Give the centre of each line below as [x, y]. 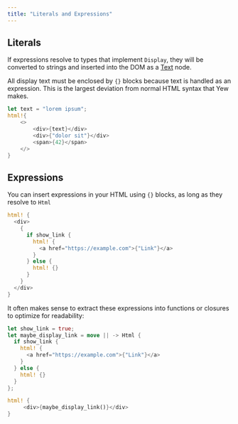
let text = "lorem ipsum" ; [47, 109]
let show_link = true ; [41, 328]
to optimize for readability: [46, 315]
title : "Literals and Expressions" [60, 14]
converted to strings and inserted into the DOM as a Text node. [99, 67]
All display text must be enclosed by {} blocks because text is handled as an [119, 81]
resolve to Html [29, 202]
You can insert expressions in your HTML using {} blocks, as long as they [115, 195]
